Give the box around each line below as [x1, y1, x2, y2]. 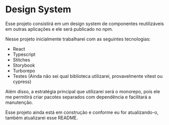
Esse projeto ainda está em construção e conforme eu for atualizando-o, [5, 109, 159, 115]
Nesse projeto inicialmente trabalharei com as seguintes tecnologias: [5, 36, 151, 42]
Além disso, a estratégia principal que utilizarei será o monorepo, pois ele [5, 88, 160, 94]
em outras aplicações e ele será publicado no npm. [5, 26, 114, 32]
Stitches [12, 56, 31, 62]
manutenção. [5, 99, 33, 106]
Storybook [12, 62, 35, 68]
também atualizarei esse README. [5, 114, 78, 121]
